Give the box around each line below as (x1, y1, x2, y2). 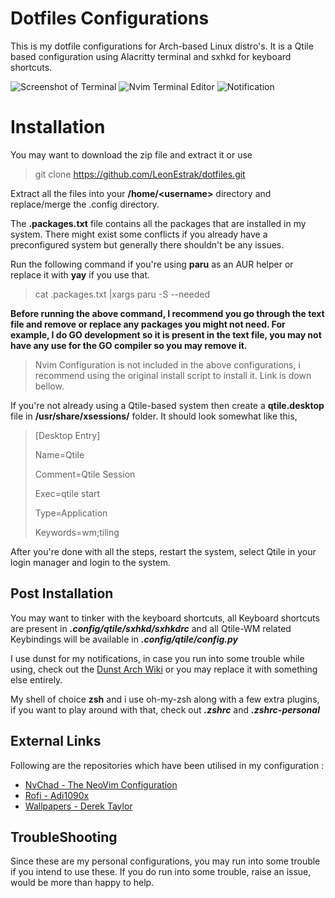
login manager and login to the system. (10, 556, 172, 568)
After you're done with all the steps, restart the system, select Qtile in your (10, 545, 317, 557)
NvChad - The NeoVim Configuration (24, 778, 178, 791)
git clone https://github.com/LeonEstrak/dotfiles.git (34, 168, 246, 180)
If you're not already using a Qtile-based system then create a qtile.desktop (10, 399, 325, 411)
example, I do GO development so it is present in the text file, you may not (10, 328, 322, 341)
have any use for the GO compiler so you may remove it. (10, 339, 248, 351)
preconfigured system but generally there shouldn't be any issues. (10, 238, 285, 251)
